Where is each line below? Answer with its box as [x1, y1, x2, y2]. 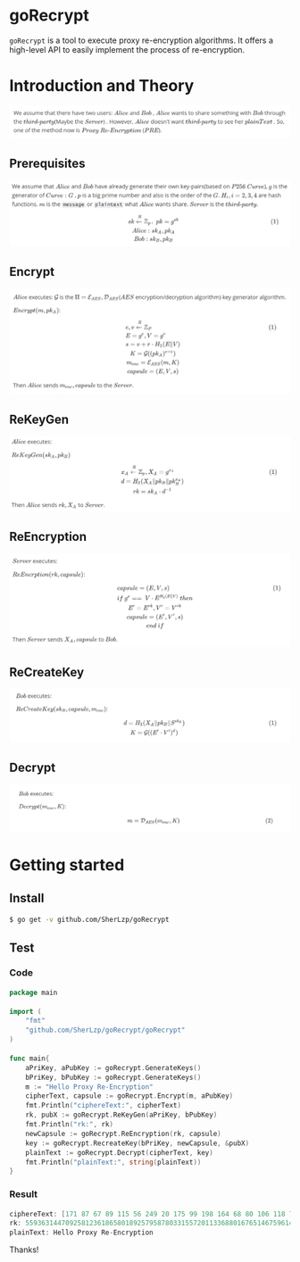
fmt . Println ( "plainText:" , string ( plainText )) [25, 1158, 202, 1167]
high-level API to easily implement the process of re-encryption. [9, 44, 246, 54]
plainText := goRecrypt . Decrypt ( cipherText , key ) [25, 1148, 214, 1157]
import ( [9, 1007, 42, 1016]
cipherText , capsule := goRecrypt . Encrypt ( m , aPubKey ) [25, 1092, 234, 1100]
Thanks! [9, 1244, 39, 1255]
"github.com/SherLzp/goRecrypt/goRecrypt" [25, 1025, 186, 1035]
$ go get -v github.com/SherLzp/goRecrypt [9, 916, 170, 925]
